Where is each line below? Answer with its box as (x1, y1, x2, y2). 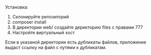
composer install (12, 19, 47, 25)
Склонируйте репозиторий (12, 14, 69, 19)
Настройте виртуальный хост (12, 30, 75, 35)
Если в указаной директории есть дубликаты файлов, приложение (5, 39, 147, 45)
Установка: (5, 4, 29, 10)
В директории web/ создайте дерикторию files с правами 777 (12, 24, 143, 30)
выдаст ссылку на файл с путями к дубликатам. (5, 45, 107, 50)
